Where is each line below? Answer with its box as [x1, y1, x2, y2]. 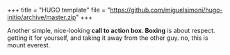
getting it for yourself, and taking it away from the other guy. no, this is [7, 34, 208, 42]
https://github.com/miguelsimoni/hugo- [110, 6, 223, 14]
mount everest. [7, 41, 51, 49]
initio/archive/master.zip [7, 13, 76, 21]
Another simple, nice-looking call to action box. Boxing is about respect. [7, 27, 215, 34]
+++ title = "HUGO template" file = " [7, 6, 110, 14]
